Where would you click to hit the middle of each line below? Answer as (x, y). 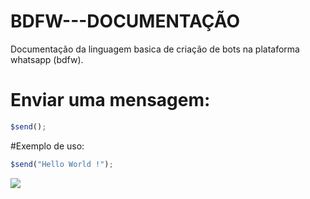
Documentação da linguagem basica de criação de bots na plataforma (155, 49)
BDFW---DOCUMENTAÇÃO (125, 21)
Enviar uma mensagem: (110, 100)
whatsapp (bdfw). (47, 59)
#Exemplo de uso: (47, 146)
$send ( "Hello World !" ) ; (62, 164)
